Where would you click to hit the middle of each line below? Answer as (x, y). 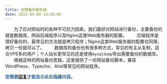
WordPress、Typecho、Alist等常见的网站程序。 (54, 66)
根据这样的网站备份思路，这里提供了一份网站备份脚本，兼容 (75, 60)
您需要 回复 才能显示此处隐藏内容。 (40, 77)
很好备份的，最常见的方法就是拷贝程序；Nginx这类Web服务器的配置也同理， (83, 41)
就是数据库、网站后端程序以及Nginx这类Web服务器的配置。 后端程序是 (82, 35)
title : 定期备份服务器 (26, 10)
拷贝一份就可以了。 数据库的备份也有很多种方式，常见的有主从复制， (80, 47)
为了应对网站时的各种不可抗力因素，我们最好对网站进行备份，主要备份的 (88, 29)
